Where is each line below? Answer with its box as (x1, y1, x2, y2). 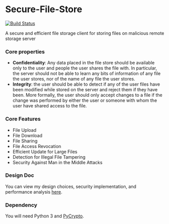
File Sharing (12, 138, 38, 144)
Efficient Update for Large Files (12, 148, 78, 155)
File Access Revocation (12, 143, 62, 149)
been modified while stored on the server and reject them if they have (12, 87, 158, 93)
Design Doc (5, 172, 34, 179)
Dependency (5, 201, 38, 208)
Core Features (5, 116, 41, 123)
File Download (12, 132, 43, 138)
